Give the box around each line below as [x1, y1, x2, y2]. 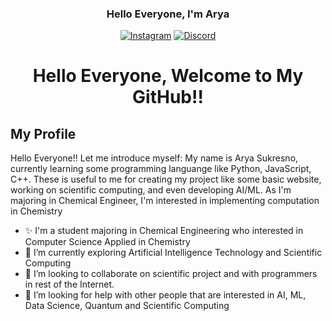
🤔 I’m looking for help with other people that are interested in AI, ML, [24, 289, 307, 301]
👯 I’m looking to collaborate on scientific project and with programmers [24, 268, 318, 280]
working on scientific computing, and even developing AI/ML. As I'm [10, 184, 292, 196]
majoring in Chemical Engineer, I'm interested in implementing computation [10, 195, 320, 207]
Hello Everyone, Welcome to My [32, 65, 304, 87]
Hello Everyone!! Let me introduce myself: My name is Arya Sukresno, [10, 152, 299, 164]
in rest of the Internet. [24, 278, 115, 291]
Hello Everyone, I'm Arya [106, 7, 230, 21]
